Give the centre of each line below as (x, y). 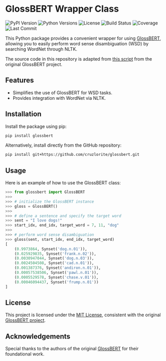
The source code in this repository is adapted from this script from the (79, 59)
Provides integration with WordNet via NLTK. (59, 98)
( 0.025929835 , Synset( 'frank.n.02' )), (55, 254)
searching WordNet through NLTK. (41, 49)
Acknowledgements (38, 336)
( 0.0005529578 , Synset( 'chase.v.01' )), (57, 277)
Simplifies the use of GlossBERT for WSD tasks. (62, 93)
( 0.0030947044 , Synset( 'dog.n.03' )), (54, 258)
